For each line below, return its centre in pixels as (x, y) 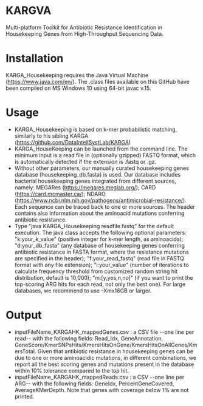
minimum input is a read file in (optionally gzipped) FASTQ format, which (105, 155)
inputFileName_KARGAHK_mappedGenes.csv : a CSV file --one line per (104, 332)
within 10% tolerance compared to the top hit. (71, 370)
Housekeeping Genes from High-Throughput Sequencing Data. (84, 33)
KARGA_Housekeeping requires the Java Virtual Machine (77, 75)
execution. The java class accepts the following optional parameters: (100, 232)
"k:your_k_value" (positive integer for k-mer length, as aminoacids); (99, 239)
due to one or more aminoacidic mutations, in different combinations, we (105, 357)
